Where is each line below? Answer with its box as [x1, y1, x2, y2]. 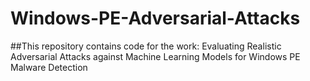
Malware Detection [10, 61, 88, 73]
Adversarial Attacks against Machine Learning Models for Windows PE [10, 50, 301, 62]
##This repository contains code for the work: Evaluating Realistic [10, 40, 282, 52]
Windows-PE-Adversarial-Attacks [10, 7, 301, 30]
